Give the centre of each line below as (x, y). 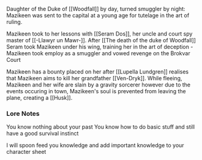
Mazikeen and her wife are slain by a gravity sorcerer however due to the (99, 85)
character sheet (26, 152)
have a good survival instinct (43, 134)
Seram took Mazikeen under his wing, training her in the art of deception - (100, 47)
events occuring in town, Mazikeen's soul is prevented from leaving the (96, 91)
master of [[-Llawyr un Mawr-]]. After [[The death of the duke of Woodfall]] (101, 40)
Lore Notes (23, 113)
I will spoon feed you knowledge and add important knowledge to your (95, 145)
